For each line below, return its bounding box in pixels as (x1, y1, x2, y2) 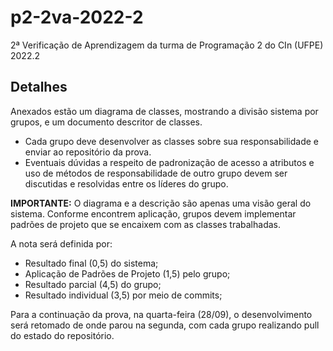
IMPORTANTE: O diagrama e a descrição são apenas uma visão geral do (10, 197, 312, 209)
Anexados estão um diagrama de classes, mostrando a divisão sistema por (10, 105, 319, 117)
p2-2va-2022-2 (10, 6, 144, 29)
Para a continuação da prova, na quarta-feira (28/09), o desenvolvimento (10, 308, 313, 320)
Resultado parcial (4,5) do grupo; (24, 278, 162, 290)
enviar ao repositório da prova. (24, 146, 152, 158)
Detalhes (10, 79, 68, 96)
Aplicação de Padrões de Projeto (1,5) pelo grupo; (24, 267, 231, 280)
